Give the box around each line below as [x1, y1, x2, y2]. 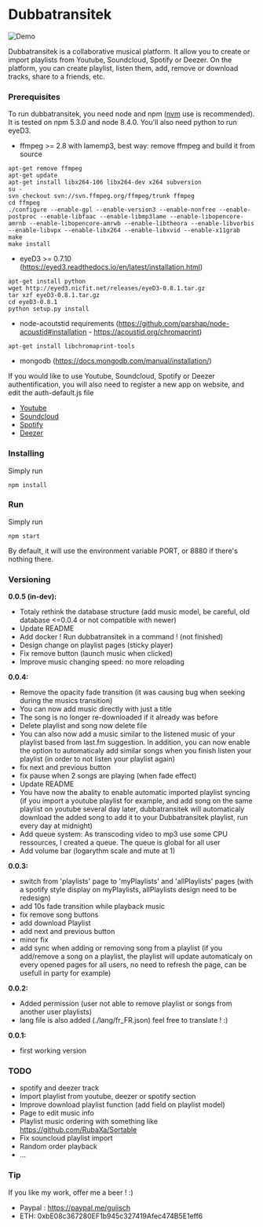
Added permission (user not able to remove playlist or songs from [19, 999, 232, 1009]
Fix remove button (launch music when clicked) [19, 649, 174, 658]
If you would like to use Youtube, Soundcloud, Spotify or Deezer [8, 372, 216, 381]
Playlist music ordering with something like [19, 1117, 159, 1126]
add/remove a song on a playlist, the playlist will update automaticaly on [19, 952, 253, 961]
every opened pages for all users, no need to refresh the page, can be [19, 960, 247, 969]
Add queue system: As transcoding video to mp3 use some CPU [19, 830, 228, 839]
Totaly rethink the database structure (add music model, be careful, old [19, 607, 250, 617]
